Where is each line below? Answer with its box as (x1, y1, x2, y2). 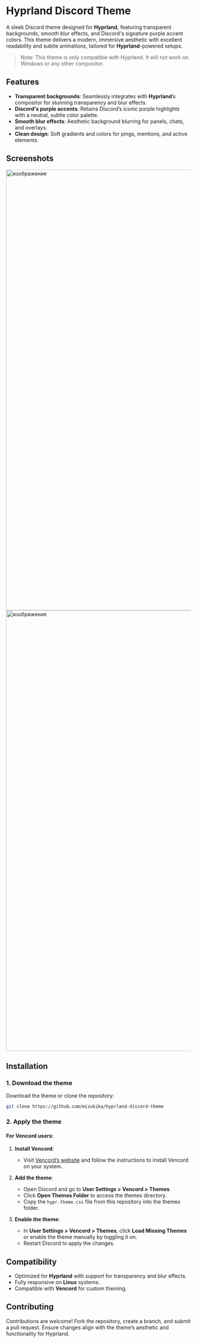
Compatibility (6, 1256, 57, 1266)
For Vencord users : (6, 1132, 54, 1139)
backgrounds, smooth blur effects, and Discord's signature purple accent (6, 29, 184, 36)
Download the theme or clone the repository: (6, 1092, 114, 1099)
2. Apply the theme (6, 1118, 62, 1126)
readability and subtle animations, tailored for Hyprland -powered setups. (6, 42, 183, 49)
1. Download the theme (6, 1079, 73, 1087)
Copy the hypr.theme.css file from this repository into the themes (23, 1198, 181, 1205)
